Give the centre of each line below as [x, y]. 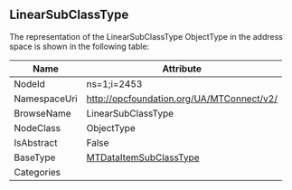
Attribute [182, 69]
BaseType [35, 157]
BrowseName [42, 113]
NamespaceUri [46, 99]
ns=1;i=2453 [114, 83]
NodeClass [38, 128]
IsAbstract [36, 142]
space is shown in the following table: [80, 46]
